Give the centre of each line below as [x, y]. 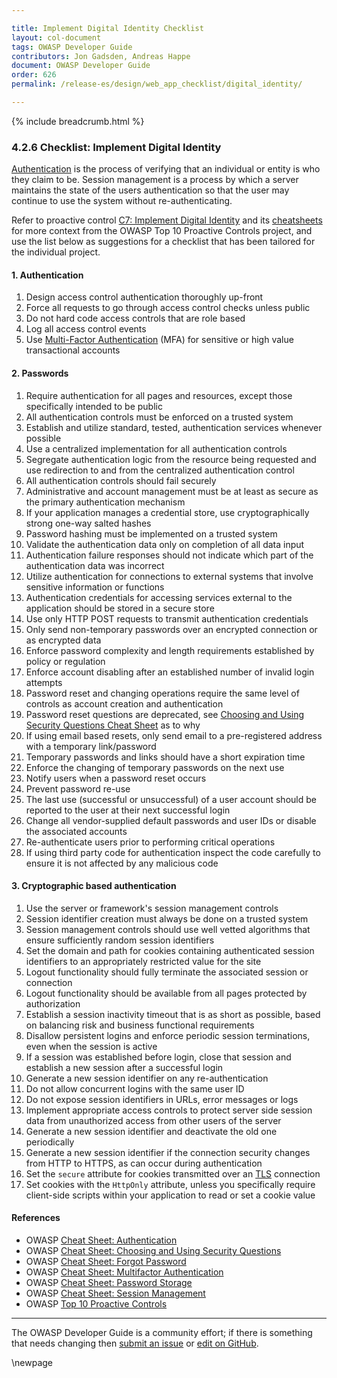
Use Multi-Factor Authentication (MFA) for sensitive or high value [159, 340]
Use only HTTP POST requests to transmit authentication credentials [167, 618]
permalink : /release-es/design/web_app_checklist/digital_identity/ [157, 84]
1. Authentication [47, 275]
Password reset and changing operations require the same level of [162, 693]
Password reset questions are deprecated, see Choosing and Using [165, 714]
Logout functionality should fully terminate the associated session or [167, 972]
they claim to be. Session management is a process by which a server [155, 180]
